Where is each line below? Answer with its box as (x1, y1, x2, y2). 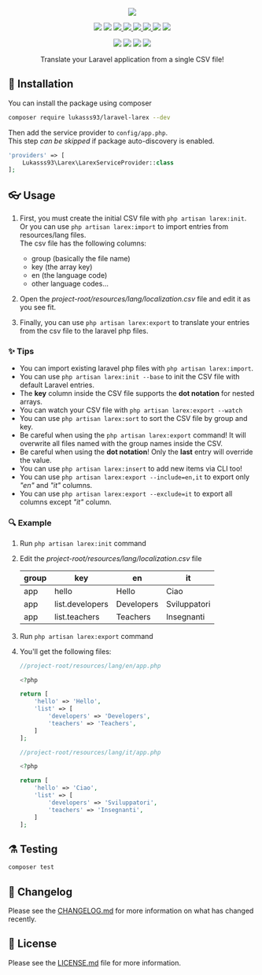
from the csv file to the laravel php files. (19, 327, 149, 336)
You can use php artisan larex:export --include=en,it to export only (19, 472, 250, 482)
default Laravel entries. (19, 380, 94, 390)
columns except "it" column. (19, 497, 112, 507)
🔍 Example (8, 518, 52, 529)
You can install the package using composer (8, 98, 152, 108)
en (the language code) (31, 271, 108, 280)
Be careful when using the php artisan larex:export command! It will (19, 430, 246, 440)
